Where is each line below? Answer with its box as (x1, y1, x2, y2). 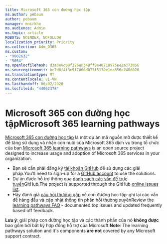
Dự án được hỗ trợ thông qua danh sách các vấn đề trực (12, 176, 128, 182)
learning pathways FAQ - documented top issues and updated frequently (12, 202, 163, 208)
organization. (5, 155, 32, 162)
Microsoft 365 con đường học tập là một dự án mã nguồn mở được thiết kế (5, 134, 158, 140)
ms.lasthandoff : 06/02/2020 (5, 81, 64, 86)
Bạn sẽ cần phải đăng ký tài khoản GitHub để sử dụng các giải (12, 165, 141, 171)
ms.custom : (5, 49, 28, 54)
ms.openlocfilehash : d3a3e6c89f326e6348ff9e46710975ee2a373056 (5, 63, 140, 68)
